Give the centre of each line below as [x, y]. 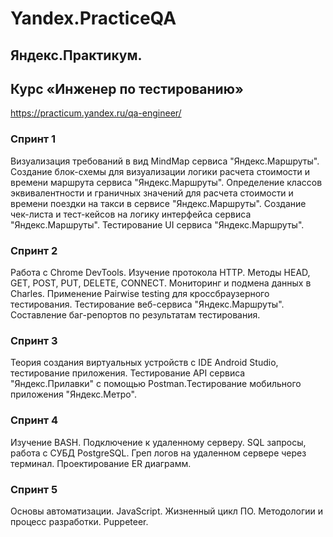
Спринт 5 [34, 489]
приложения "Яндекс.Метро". [73, 394]
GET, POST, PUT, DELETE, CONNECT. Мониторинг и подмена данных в [161, 283]
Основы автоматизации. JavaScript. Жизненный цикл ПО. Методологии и [167, 511]
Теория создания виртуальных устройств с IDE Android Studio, [144, 363]
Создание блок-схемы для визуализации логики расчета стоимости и [160, 171]
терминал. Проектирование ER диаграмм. [101, 463]
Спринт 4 [34, 420]
